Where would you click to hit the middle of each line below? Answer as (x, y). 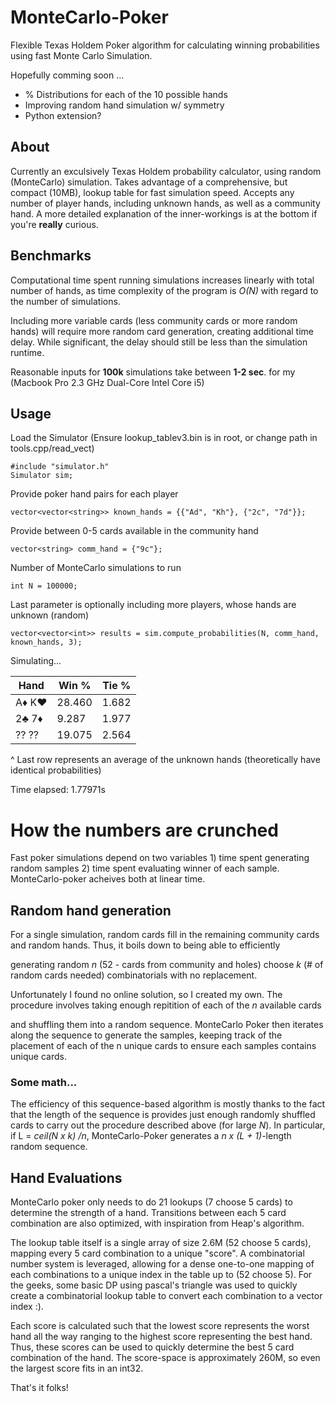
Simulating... (36, 661)
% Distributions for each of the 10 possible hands (126, 94)
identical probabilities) (56, 770)
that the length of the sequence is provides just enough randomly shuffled (163, 1115)
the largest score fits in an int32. (77, 1368)
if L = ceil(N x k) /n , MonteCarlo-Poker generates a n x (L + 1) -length (151, 1136)
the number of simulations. (65, 301)
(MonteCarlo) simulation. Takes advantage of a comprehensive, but (149, 182)
